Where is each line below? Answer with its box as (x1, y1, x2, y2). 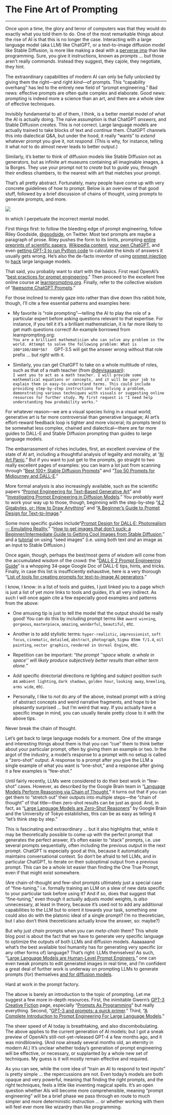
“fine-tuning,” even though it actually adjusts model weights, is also (5, 896, 147, 902)
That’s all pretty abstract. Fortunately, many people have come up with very (5, 180, 165, 186)
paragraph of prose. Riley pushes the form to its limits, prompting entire (5, 236, 156, 242)
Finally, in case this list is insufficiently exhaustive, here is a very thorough (5, 568, 161, 574)
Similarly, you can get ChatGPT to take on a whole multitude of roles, (12, 361, 158, 368)
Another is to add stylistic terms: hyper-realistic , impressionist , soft (12, 630, 161, 637)
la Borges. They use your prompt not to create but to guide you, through (5, 164, 158, 170)
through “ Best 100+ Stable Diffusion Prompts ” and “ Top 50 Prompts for (5, 467, 155, 473)
